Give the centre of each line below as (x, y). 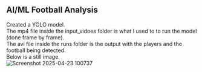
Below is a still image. (33, 56)
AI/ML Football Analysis (52, 10)
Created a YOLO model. (36, 24)
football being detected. (36, 50)
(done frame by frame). (35, 37)
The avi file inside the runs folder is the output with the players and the (94, 44)
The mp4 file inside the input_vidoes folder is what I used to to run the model (102, 31)
